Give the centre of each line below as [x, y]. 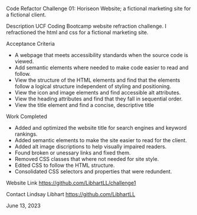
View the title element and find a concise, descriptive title [84, 105]
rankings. [26, 134]
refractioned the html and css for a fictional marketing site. [77, 32]
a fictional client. [26, 15]
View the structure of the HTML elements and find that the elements [97, 80]
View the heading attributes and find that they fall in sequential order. [98, 99]
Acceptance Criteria [30, 44]
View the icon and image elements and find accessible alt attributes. [98, 93]
